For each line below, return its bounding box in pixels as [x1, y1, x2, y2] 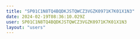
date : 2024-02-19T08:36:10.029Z [6, 14, 85, 19]
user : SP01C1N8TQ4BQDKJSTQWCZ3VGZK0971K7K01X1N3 [6, 19, 127, 25]
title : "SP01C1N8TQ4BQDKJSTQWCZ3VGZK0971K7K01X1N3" [6, 8, 135, 14]
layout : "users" [6, 24, 46, 30]
